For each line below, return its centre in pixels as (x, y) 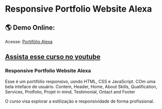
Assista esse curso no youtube (53, 57)
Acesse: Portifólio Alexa (29, 42)
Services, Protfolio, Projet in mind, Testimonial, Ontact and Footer (70, 91)
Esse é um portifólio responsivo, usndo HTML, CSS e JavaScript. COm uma (80, 81)
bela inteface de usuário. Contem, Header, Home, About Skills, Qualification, (81, 87)
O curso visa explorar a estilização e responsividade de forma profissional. (80, 101)
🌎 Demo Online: (30, 27)
